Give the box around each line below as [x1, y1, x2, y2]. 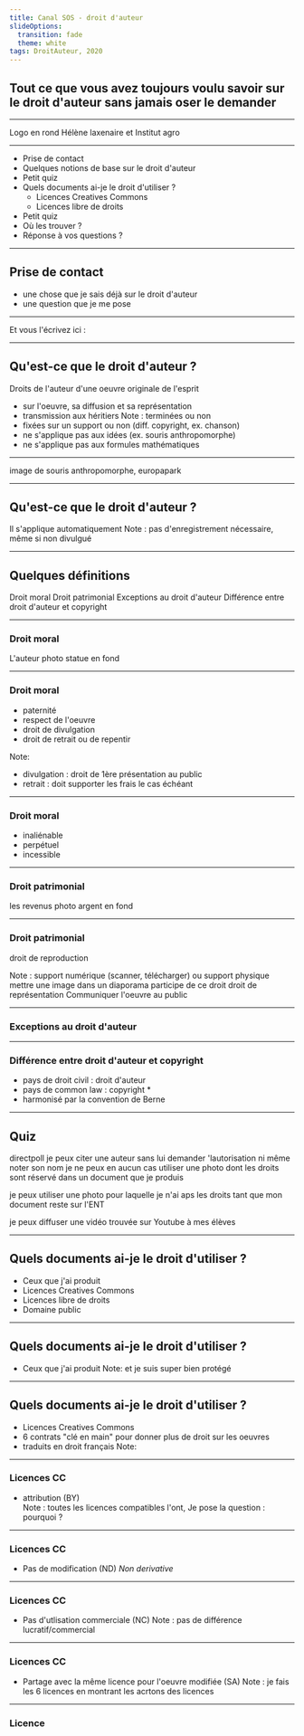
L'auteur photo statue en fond [9, 653, 120, 664]
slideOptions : [9, 22, 63, 31]
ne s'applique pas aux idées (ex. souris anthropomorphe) [22, 429, 236, 440]
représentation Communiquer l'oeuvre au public [9, 989, 188, 1000]
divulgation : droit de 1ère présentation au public [22, 768, 203, 779]
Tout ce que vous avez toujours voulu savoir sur [9, 81, 285, 96]
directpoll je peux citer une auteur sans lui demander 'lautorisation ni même [9, 1153, 291, 1163]
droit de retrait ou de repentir [22, 734, 131, 745]
